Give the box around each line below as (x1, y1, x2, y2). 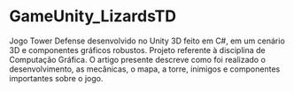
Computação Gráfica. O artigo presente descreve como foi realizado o (9, 54, 266, 65)
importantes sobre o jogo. (9, 73, 104, 83)
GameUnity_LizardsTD (9, 6, 177, 27)
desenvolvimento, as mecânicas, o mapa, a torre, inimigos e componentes (9, 64, 281, 74)
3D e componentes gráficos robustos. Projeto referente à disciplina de (9, 44, 266, 55)
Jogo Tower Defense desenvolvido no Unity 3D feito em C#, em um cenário (9, 35, 285, 46)
